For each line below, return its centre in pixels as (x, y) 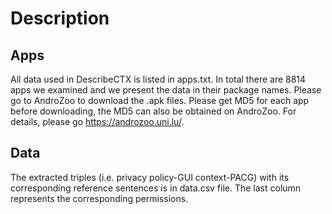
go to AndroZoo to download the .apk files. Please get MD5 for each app (160, 100)
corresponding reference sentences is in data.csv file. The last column (156, 188)
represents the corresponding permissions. (99, 198)
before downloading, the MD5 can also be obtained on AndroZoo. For (153, 111)
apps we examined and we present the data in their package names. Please (166, 90)
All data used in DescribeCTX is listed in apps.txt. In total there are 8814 (158, 79)
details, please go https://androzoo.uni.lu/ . (97, 121)
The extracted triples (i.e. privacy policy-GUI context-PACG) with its (150, 177)
